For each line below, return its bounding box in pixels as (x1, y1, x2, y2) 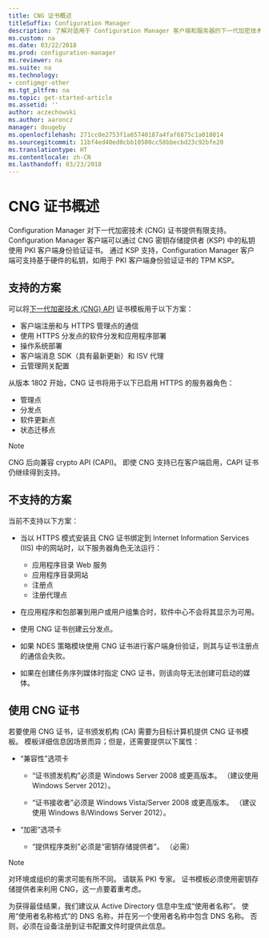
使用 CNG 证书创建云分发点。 (19, 623, 118, 633)
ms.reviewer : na (8, 57, 62, 65)
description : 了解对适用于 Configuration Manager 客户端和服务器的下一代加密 (8, 26, 251, 34)
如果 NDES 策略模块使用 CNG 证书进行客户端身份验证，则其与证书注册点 (19, 641, 259, 651)
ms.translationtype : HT (8, 146, 88, 154)
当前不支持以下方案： (8, 515, 78, 525)
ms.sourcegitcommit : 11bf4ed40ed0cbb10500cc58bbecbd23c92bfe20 (8, 138, 224, 146)
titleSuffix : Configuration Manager (8, 19, 130, 27)
